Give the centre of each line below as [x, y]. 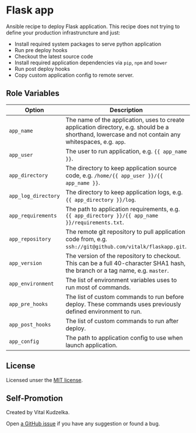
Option [34, 110]
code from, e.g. [86, 239]
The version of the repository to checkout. [123, 256]
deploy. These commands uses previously [123, 304]
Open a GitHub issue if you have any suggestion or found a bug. [83, 424]
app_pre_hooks [29, 304]
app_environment [32, 283]
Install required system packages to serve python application [88, 44]
